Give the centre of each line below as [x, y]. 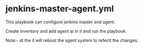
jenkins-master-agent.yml [60, 9]
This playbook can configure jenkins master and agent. [60, 22]
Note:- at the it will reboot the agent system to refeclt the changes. [72, 40]
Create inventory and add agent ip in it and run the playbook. [66, 31]
